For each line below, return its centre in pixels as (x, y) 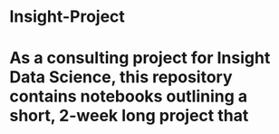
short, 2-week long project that (129, 116)
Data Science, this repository (121, 77)
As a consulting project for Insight (140, 58)
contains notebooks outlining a (128, 96)
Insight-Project (67, 17)
